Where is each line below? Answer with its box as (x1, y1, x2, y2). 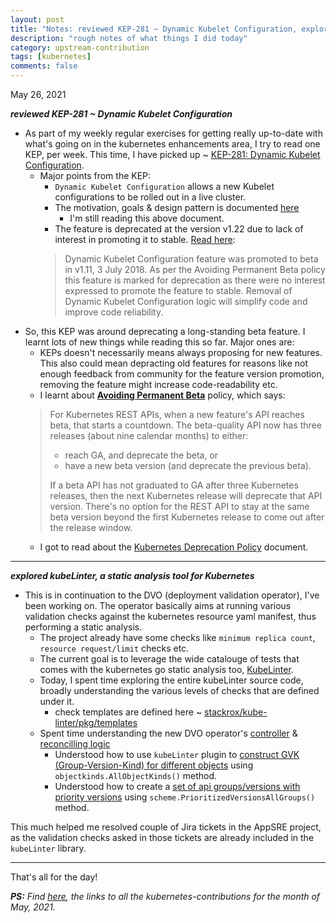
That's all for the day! (10, 871, 98, 883)
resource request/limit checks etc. (39, 642, 190, 654)
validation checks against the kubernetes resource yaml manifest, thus (24, 611, 317, 622)
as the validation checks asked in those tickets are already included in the (10, 832, 315, 843)
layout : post (10, 14, 65, 25)
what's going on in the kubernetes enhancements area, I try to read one (24, 138, 321, 150)
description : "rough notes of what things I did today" (10, 33, 248, 43)
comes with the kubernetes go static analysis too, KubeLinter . (39, 664, 294, 675)
